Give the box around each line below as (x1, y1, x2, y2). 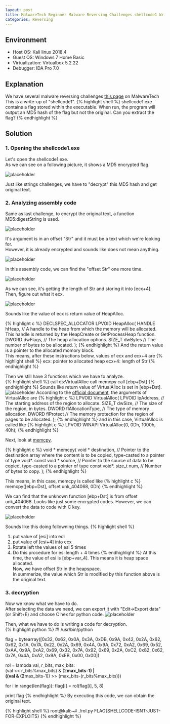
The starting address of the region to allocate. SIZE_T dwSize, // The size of (5, 400, 163, 406)
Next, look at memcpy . (5, 436, 52, 443)
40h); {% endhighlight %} (5, 427, 59, 433)
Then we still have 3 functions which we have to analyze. (5, 373, 124, 379)
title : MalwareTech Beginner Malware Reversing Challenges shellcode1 (5, 12, 157, 17)
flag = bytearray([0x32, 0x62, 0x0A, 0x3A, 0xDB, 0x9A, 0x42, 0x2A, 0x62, (5, 636, 162, 642)
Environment (5, 35, 47, 44)
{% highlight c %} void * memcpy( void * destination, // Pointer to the (5, 447, 149, 453)
